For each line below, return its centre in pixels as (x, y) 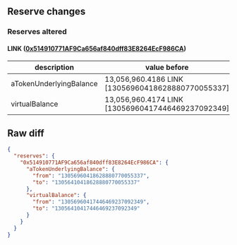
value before (167, 67)
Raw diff (26, 133)
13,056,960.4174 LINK (144, 100)
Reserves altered (37, 32)
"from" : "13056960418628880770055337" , (91, 176)
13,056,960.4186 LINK (144, 79)
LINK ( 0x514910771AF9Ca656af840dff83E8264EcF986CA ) (97, 48)
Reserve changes (47, 12)
